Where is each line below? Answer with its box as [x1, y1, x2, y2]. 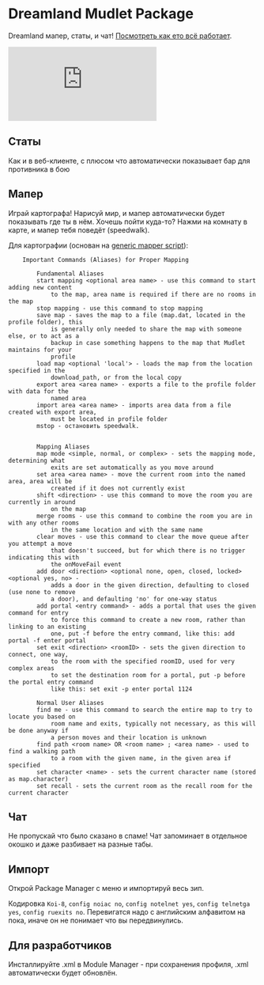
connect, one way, [8, 650, 69, 658]
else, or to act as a [8, 331, 80, 340]
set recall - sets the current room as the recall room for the [36, 782, 253, 790]
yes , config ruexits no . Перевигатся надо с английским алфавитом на [8, 907, 246, 917]
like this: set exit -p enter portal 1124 [50, 685, 193, 693]
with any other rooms [8, 519, 80, 527]
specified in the [8, 366, 66, 374]
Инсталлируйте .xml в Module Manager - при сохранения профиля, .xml [8, 960, 249, 969]
